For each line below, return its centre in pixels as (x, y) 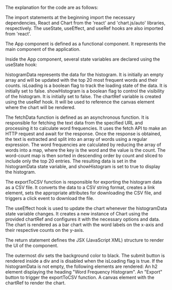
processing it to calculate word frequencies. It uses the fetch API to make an (86, 128)
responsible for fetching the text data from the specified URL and (74, 123)
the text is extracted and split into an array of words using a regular (76, 139)
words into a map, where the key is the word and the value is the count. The (85, 150)
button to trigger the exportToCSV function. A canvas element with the (80, 277)
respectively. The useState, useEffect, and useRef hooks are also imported (84, 28)
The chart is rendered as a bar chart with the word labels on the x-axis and (84, 225)
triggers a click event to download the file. (50, 198)
